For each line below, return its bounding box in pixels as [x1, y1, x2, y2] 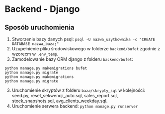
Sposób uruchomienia [4, 23, 75, 32]
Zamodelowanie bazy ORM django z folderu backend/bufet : [11, 56, 134, 62]
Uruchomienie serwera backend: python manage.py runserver [11, 103, 138, 109]
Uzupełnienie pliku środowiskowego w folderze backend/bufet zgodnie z [11, 46, 160, 51]
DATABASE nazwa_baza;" [11, 41, 59, 46]
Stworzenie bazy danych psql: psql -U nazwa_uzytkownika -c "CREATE [11, 36, 155, 42]
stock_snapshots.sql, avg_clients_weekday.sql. [11, 98, 108, 104]
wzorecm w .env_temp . [11, 51, 59, 57]
